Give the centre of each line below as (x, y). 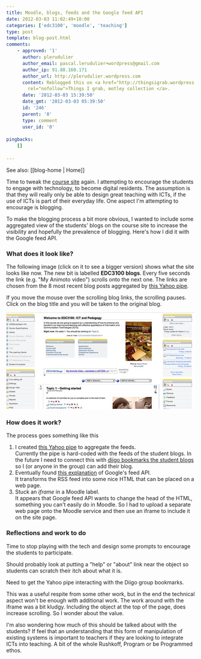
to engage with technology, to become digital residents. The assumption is (98, 188)
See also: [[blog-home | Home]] (46, 170)
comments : (19, 44)
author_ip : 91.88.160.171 (54, 70)
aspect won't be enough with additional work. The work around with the (95, 600)
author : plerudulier (48, 57)
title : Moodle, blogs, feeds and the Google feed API (75, 13)
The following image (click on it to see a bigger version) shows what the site (100, 267)
